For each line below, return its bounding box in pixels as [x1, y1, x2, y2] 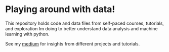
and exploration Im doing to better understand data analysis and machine [5, 25, 158, 31]
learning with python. [5, 31, 50, 37]
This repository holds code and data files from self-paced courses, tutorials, [5, 20, 164, 26]
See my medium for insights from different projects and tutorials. [5, 40, 140, 46]
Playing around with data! [5, 4, 115, 15]
